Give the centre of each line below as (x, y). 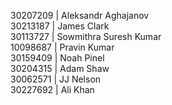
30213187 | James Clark (60, 26)
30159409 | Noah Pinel (57, 58)
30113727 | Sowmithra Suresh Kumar (86, 36)
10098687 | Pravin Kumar (62, 47)
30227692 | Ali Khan (52, 89)
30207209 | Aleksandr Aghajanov (80, 15)
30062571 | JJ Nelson (56, 79)
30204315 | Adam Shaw (60, 68)
